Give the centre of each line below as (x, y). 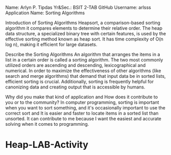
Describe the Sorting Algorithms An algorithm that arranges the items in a (83, 54)
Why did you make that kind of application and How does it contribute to (82, 97)
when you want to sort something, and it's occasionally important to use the (85, 108)
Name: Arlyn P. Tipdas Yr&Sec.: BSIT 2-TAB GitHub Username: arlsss (78, 7)
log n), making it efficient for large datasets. (51, 45)
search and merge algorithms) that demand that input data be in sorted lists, (85, 76)
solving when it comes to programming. (47, 124)
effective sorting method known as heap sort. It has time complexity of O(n (84, 39)
